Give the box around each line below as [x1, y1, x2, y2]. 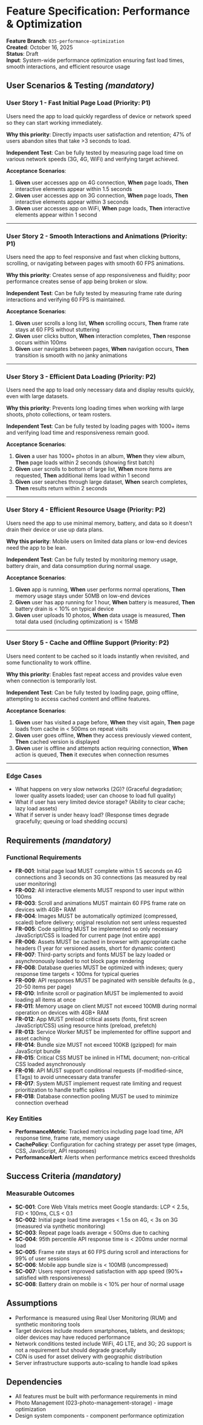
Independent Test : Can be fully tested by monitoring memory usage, [6, 556, 178, 563]
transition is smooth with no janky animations [14, 352, 128, 359]
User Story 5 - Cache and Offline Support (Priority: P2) [6, 638, 169, 647]
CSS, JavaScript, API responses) [14, 1147, 97, 1155]
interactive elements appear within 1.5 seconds [14, 185, 132, 192]
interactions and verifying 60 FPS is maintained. [6, 296, 126, 303]
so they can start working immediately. [6, 119, 103, 126]
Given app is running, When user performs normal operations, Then [14, 586, 185, 593]
